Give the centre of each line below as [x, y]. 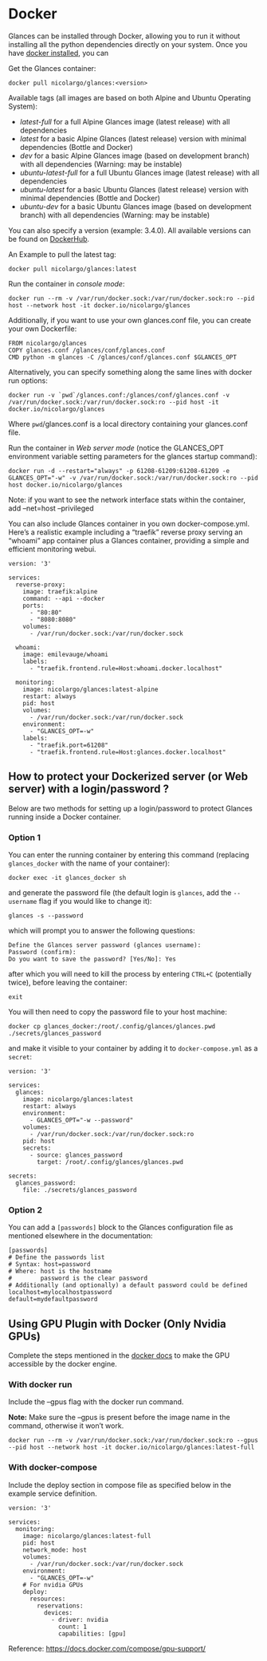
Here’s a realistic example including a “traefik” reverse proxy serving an [126, 532]
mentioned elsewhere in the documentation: [80, 1236]
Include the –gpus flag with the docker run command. [96, 1402]
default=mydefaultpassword [53, 1300]
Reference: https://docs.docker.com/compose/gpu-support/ [107, 1648]
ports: [33, 606]
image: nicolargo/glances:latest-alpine [90, 689]
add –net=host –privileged [51, 508]
